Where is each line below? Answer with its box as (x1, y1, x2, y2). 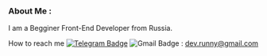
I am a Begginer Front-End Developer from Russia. (8, 24, 173, 33)
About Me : (8, 6, 52, 17)
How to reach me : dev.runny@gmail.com (8, 39, 259, 48)
